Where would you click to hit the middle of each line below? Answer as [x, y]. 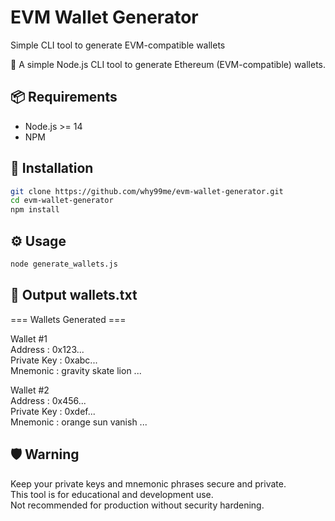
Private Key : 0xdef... [53, 411]
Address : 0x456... [48, 400]
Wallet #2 [30, 390]
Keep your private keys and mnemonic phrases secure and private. [148, 483]
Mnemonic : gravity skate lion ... [76, 370]
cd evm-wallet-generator [62, 201]
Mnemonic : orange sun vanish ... [79, 422]
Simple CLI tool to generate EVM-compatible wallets [118, 45]
